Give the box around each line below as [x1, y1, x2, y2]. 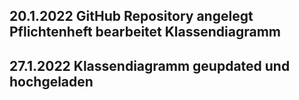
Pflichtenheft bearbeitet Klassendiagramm [9, 24, 282, 41]
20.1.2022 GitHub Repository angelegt [9, 8, 254, 25]
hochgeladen [9, 73, 94, 90]
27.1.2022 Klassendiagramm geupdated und [9, 57, 291, 74]
